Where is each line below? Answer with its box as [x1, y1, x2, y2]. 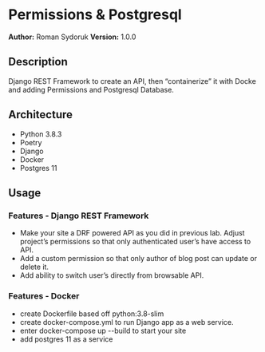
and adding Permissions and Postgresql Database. [8, 85, 174, 94]
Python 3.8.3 [19, 129, 62, 139]
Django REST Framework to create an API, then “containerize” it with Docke [8, 76, 257, 85]
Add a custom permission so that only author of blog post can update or [19, 254, 258, 263]
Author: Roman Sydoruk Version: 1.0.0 [8, 32, 136, 42]
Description [8, 55, 68, 69]
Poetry [19, 137, 42, 147]
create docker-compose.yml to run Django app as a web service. [19, 317, 234, 326]
